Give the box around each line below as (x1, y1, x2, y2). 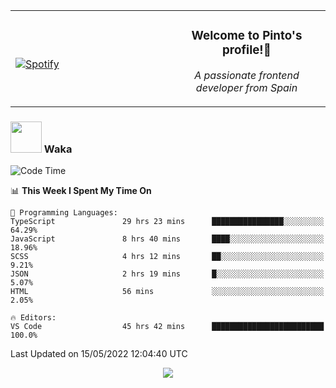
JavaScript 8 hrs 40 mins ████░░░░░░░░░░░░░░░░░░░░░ (10, 234, 325, 244)
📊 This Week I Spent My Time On (10, 185, 152, 197)
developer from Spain (195, 80, 298, 94)
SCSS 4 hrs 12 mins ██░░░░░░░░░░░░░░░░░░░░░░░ (10, 252, 325, 262)
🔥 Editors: (10, 313, 57, 323)
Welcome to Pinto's (191, 28, 303, 44)
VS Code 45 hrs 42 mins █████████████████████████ (10, 322, 325, 332)
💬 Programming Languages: (10, 208, 118, 218)
